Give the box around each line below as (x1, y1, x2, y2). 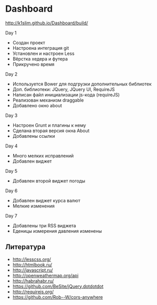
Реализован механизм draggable (12, 97, 84, 103)
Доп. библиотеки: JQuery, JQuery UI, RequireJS (12, 86, 115, 92)
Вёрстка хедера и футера (12, 55, 68, 62)
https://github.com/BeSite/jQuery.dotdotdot (12, 283, 104, 289)
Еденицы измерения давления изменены (12, 228, 102, 234)
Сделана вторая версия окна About (12, 128, 90, 134)
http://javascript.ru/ (12, 267, 53, 273)
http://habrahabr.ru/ (12, 278, 54, 284)
